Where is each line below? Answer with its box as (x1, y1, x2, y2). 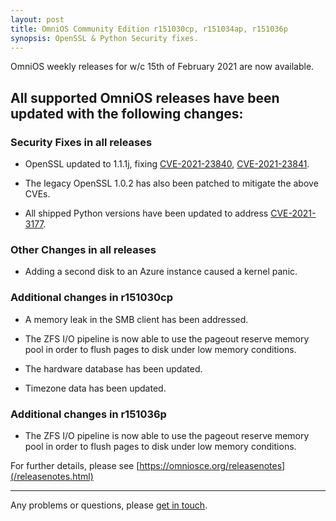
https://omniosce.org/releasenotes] (139, 459, 286, 471)
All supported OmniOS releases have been (10, 89, 280, 106)
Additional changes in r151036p (10, 407, 167, 421)
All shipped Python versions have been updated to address (24, 207, 269, 220)
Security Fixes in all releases (10, 135, 153, 149)
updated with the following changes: (10, 105, 244, 122)
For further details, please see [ (10, 459, 140, 471)
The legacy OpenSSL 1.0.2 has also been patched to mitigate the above (24, 177, 319, 190)
